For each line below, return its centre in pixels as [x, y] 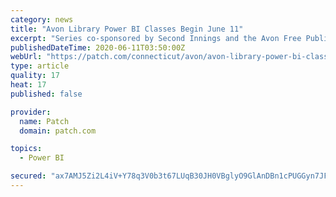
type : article [40, 66]
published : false [46, 94]
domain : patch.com [58, 131]
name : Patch [44, 121]
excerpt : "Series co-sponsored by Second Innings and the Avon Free [156, 38]
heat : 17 [28, 85]
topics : [26, 149]
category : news [42, 19]
